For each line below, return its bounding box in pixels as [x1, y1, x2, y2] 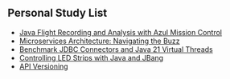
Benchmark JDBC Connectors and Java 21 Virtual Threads [18, 44, 214, 54]
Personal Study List [7, 6, 108, 20]
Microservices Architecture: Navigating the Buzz [18, 36, 180, 45]
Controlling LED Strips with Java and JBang [18, 53, 164, 62]
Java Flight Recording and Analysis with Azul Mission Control [18, 27, 223, 37]
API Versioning [18, 61, 69, 71]
